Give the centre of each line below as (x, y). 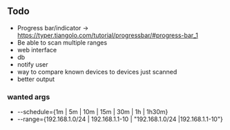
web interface (37, 50)
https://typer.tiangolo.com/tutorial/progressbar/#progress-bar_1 (107, 35)
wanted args (29, 97)
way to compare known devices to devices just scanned (97, 72)
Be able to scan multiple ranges (62, 42)
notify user (32, 64)
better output (36, 79)
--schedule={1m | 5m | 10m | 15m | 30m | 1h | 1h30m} (93, 112)
